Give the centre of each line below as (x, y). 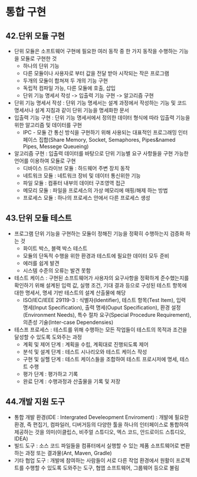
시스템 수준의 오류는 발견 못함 (57, 270)
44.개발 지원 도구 (35, 402)
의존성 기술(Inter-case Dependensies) (68, 322)
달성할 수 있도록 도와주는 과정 (48, 337)
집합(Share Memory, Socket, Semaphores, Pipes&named (107, 140)
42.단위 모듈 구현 (35, 36)
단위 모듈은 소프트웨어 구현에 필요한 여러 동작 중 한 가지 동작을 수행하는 (96, 51)
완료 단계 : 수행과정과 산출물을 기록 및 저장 (72, 381)
